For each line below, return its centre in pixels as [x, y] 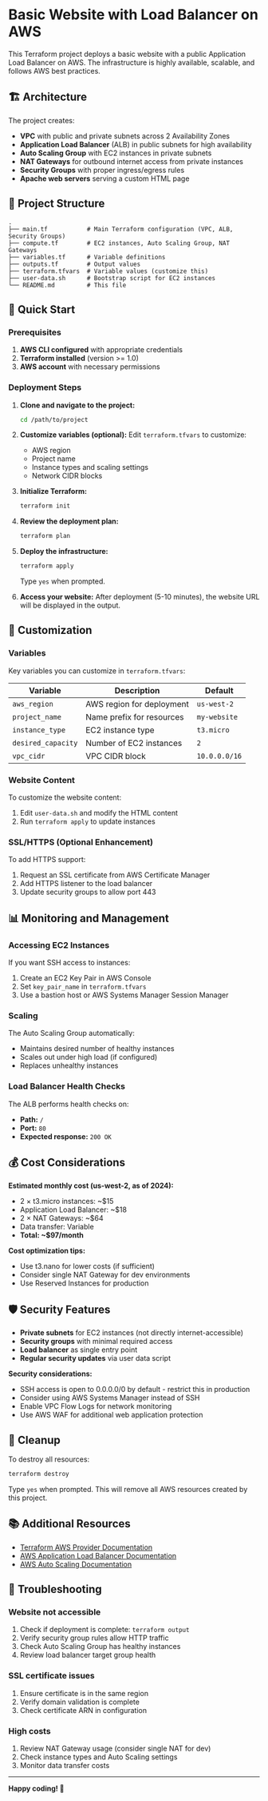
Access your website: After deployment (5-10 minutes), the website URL [140, 597]
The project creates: [41, 120]
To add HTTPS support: [47, 860]
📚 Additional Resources [70, 1524]
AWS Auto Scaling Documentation [76, 1564]
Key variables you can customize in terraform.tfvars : [97, 671]
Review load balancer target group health [88, 1655]
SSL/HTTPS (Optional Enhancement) [81, 842]
